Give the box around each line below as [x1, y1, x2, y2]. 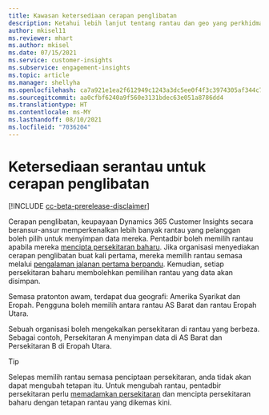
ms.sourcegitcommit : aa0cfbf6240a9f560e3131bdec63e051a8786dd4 [8, 94, 224, 102]
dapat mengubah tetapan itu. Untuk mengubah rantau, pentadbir [8, 381, 222, 390]
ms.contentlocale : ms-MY [8, 109, 91, 117]
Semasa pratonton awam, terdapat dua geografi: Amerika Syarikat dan [8, 291, 241, 301]
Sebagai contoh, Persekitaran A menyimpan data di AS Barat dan [8, 333, 223, 342]
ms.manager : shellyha [8, 78, 81, 86]
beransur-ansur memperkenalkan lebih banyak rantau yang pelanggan [8, 225, 241, 234]
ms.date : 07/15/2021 [8, 49, 78, 57]
